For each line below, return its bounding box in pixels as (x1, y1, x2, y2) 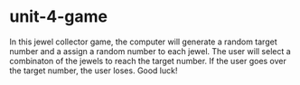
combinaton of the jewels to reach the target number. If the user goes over (9, 55, 287, 66)
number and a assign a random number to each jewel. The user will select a (9, 45, 291, 56)
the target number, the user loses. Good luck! (9, 65, 178, 76)
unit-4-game (9, 6, 108, 27)
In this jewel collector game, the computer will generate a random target (9, 36, 277, 47)
